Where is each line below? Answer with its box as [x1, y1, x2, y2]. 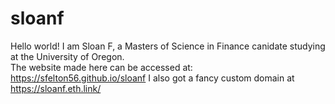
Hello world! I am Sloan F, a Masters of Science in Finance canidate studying [10, 40, 326, 52]
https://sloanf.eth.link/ [10, 82, 102, 94]
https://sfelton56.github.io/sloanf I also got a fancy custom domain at [10, 72, 295, 84]
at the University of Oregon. [10, 50, 125, 62]
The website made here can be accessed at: [10, 61, 193, 73]
